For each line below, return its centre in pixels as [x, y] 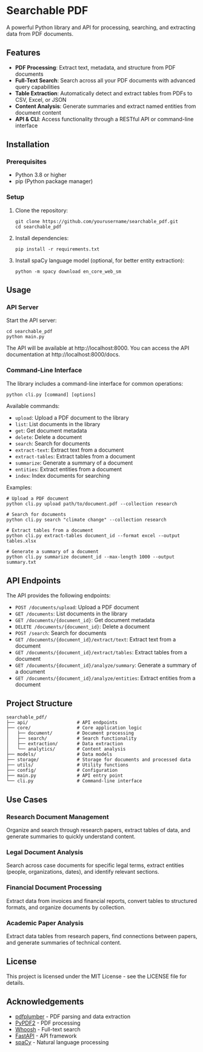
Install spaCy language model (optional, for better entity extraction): [100, 260]
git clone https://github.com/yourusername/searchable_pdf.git [97, 221]
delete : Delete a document [48, 437]
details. [15, 982]
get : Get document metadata [51, 431]
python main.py [25, 337]
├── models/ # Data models [59, 755]
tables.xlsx [21, 541]
